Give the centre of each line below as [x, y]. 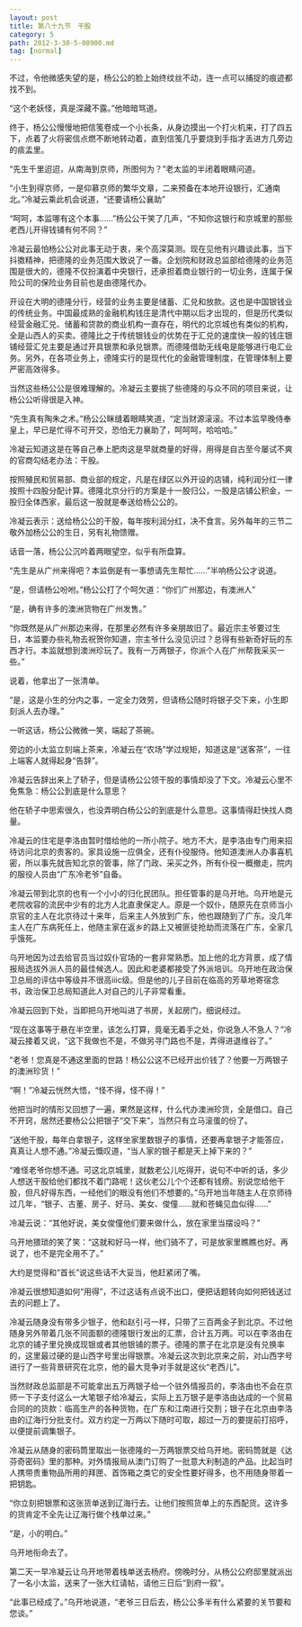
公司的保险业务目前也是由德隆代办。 [84, 283]
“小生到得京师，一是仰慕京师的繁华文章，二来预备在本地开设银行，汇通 [141, 188]
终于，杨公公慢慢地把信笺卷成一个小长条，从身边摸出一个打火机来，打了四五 [151, 128]
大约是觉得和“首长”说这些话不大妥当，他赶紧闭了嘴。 [107, 1272]
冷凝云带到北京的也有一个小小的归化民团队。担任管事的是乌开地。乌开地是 [147, 894]
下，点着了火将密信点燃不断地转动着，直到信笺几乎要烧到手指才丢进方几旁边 [151, 139]
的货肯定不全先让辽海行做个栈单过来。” [80, 1515]
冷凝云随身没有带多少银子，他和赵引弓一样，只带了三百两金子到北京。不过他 [151, 1322]
